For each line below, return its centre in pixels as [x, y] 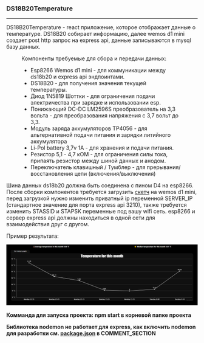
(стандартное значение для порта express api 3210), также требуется [97, 205]
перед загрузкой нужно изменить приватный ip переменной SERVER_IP [100, 198]
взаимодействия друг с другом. [48, 224]
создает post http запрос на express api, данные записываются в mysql [99, 40]
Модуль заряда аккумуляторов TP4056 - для [89, 128]
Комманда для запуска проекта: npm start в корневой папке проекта [99, 315]
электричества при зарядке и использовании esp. [95, 103]
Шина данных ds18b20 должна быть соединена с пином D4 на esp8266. [100, 185]
